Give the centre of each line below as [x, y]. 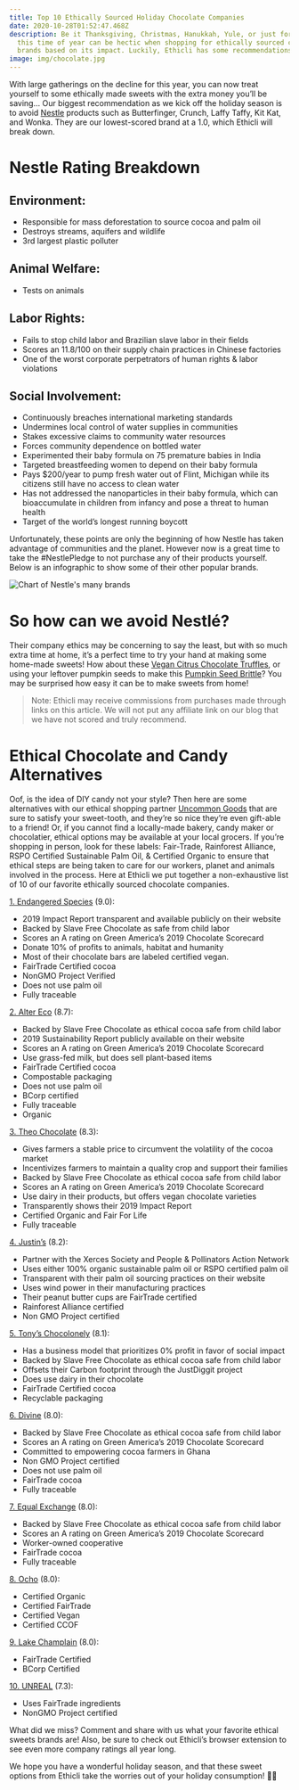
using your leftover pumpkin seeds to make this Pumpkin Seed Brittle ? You [145, 674]
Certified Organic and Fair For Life [85, 1215]
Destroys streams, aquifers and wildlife [93, 231]
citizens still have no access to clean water [101, 484]
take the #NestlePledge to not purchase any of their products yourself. [138, 558]
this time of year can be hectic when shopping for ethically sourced [151, 42]
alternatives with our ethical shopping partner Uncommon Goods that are [143, 809]
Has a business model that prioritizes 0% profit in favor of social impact [154, 1351]
